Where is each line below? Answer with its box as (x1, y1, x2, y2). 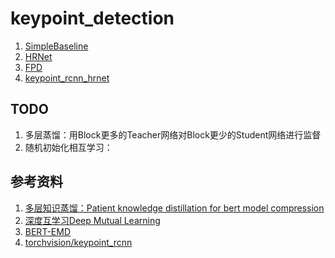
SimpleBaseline (24, 40, 89, 52)
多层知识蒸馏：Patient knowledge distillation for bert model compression (24, 202, 325, 214)
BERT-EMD (24, 225, 71, 237)
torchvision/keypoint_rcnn (24, 236, 133, 248)
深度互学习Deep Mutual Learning (24, 214, 161, 226)
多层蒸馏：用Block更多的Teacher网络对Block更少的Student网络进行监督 (24, 128, 322, 141)
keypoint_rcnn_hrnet (24, 72, 110, 84)
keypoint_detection (10, 7, 175, 30)
